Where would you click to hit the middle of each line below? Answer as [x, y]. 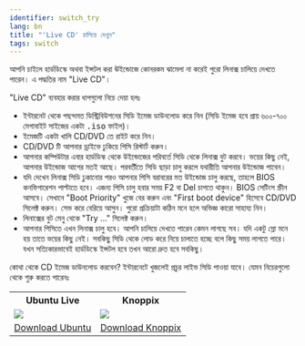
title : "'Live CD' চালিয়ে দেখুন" [63, 35]
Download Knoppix [141, 328]
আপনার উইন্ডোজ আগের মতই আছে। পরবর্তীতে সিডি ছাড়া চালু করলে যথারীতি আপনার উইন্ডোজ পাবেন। [154, 167]
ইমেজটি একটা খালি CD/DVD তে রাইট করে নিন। [89, 137]
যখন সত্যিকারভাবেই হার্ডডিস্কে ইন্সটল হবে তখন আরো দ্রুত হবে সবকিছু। [113, 249]
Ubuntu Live [53, 300]
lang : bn [26, 26]
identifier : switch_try [55, 18]
